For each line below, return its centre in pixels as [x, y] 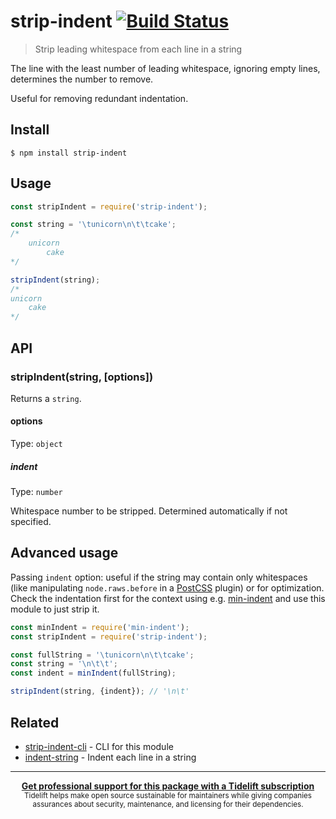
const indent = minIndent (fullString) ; [93, 673]
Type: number [36, 492]
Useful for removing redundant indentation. [99, 98]
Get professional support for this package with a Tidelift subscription [168, 786]
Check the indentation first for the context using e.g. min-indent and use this [168, 598]
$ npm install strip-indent [69, 153]
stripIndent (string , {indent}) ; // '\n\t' [100, 691]
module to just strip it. [55, 609]
